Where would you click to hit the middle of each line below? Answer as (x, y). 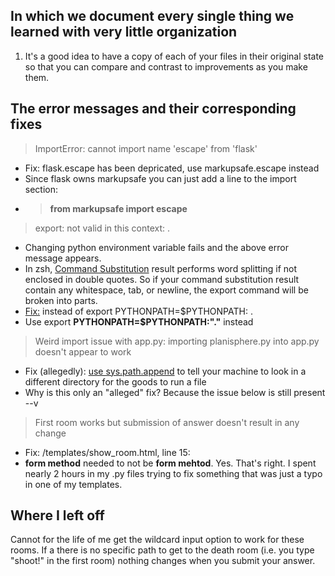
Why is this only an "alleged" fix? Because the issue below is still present (175, 392)
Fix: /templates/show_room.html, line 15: (107, 452)
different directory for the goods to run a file (115, 381)
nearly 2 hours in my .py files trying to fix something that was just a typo (173, 473)
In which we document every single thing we (152, 16)
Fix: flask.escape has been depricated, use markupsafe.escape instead (172, 168)
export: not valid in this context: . (102, 228)
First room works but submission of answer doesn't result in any (167, 422)
